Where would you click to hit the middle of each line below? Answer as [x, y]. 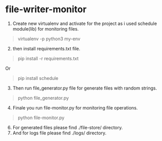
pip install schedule [38, 78]
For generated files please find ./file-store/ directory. [68, 127]
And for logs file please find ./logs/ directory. [59, 133]
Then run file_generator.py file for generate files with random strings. [85, 88]
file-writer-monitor [46, 9]
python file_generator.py [43, 98]
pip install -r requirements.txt [48, 58]
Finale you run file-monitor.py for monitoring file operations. [75, 107]
